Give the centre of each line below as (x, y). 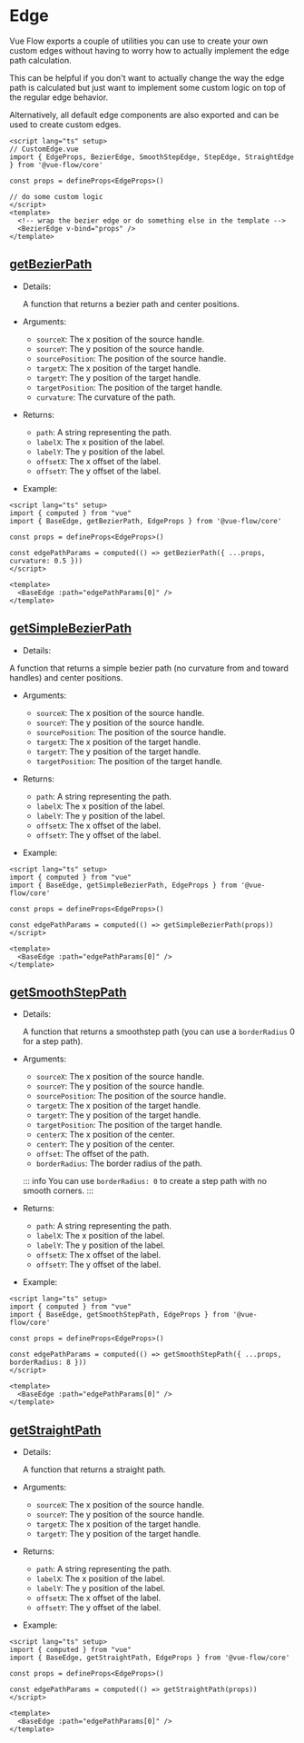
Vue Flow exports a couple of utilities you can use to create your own (139, 41)
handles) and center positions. (66, 677)
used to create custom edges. (65, 124)
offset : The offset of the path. (93, 1154)
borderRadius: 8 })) (49, 1363)
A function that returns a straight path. (94, 1469)
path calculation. (40, 60)
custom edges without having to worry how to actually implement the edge (149, 50)
